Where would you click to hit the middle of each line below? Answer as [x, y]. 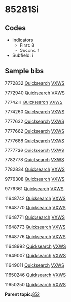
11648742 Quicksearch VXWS [35, 198]
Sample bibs [25, 71]
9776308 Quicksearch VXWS [35, 179]
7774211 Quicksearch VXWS [34, 102]
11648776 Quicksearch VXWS [35, 236]
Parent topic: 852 [23, 294]
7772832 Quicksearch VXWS [35, 83]
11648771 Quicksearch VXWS [35, 217]
